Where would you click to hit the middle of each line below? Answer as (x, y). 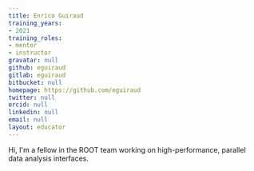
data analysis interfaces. (49, 158)
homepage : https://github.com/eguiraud (75, 90)
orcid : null (28, 105)
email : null (28, 120)
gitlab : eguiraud (37, 75)
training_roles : (35, 38)
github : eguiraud (37, 68)
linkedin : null (34, 113)
